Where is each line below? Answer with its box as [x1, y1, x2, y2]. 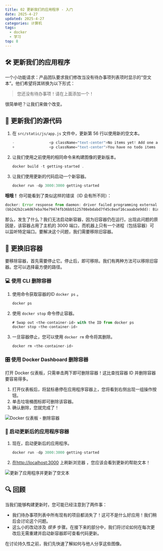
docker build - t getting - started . [12, 164, 84, 169]
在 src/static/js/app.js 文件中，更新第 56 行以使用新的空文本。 [12, 130, 142, 137]
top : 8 [5, 39, 18, 44]
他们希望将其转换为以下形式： [15, 80, 75, 86]
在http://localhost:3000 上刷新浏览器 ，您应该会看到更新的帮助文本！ [12, 459, 150, 465]
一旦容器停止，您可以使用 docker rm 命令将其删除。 [12, 334, 115, 340]
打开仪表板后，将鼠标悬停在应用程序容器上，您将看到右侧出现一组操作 [12, 386, 153, 392]
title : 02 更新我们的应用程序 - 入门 [5, 7, 73, 12]
